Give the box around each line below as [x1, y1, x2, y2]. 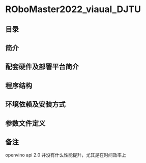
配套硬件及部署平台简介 [5, 62, 79, 71]
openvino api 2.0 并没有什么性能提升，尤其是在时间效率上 [5, 152, 126, 158]
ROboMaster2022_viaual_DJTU [5, 4, 141, 15]
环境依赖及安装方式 [5, 100, 66, 109]
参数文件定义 [5, 119, 46, 128]
